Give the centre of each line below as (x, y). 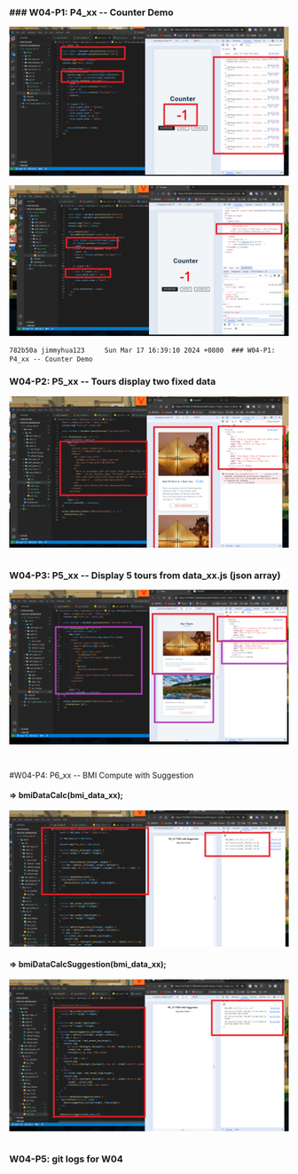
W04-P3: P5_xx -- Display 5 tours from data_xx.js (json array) (145, 575)
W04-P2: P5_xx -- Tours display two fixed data (113, 381)
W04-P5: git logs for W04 (67, 1159)
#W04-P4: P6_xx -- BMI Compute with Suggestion (102, 775)
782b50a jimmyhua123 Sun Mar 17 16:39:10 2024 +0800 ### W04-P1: (142, 351)
